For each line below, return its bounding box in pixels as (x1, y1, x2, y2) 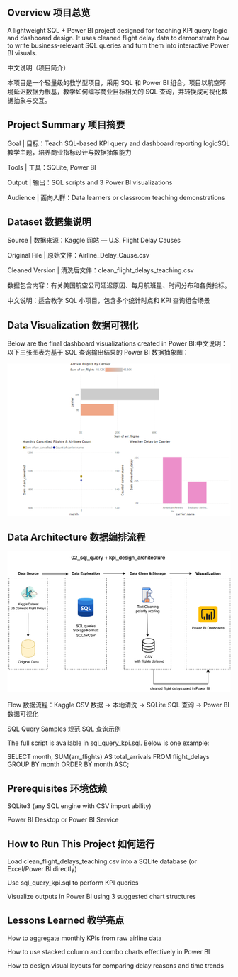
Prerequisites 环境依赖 (7, 783, 108, 795)
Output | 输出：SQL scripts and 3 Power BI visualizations (7, 178, 173, 187)
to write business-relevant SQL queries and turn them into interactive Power (7, 41, 229, 50)
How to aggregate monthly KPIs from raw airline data (7, 934, 162, 942)
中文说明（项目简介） (7, 63, 69, 72)
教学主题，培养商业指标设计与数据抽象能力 (7, 148, 132, 156)
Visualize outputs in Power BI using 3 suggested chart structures (7, 892, 196, 900)
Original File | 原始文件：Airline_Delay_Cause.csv (7, 251, 150, 260)
